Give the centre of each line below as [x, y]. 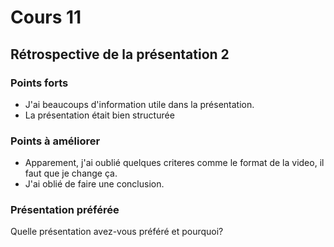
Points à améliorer [55, 141]
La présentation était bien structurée [99, 115]
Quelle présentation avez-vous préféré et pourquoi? [117, 232]
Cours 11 [46, 17]
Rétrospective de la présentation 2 [120, 54]
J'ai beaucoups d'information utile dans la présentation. [139, 104]
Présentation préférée [65, 210]
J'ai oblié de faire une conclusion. [94, 184]
